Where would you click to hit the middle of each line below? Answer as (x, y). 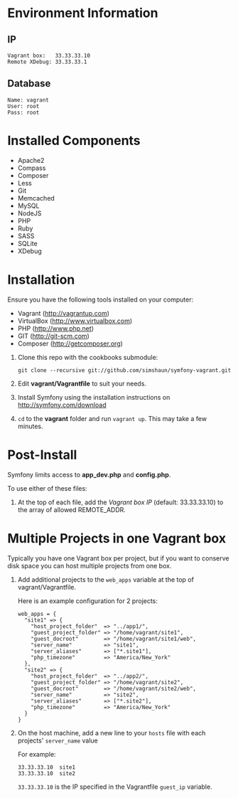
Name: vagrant (28, 100)
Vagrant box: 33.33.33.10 (49, 55)
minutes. (31, 426)
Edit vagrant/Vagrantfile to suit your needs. (82, 383)
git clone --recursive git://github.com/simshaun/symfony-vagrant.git (124, 370)
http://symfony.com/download (62, 405)
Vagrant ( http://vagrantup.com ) (64, 313)
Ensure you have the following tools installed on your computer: (101, 299)
